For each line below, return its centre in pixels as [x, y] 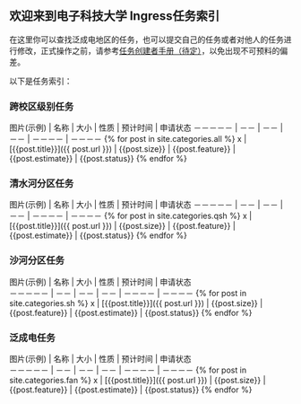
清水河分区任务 [42, 184]
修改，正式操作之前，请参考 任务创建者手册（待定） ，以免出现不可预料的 [148, 50]
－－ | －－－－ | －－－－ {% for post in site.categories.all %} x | [128, 139]
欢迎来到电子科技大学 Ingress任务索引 [115, 16]
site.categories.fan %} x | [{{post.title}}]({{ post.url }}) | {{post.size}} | [138, 380]
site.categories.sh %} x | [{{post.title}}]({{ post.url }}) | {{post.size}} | [136, 303]
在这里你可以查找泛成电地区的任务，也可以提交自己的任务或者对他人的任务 [146, 40]
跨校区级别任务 [42, 106]
